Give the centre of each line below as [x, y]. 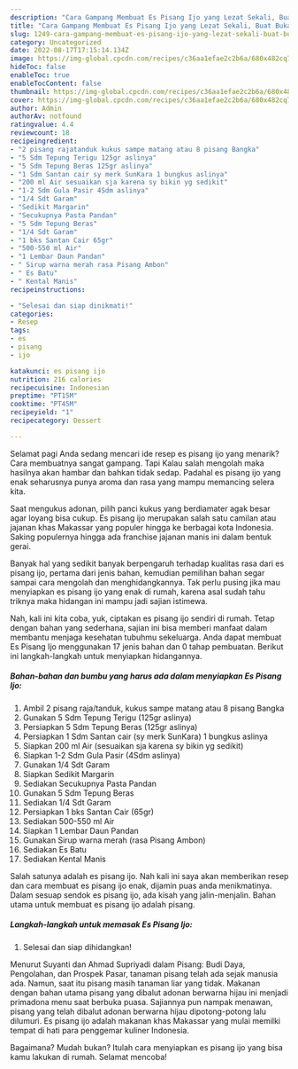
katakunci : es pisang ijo [57, 371]
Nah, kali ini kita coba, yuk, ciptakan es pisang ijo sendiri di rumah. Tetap [142, 618]
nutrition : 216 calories [56, 379]
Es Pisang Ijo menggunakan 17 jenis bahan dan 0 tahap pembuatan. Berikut [147, 646]
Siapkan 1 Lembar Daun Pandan [81, 830]
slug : [20, 34]
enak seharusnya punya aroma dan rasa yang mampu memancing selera [142, 482]
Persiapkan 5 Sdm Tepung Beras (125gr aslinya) [110, 727]
